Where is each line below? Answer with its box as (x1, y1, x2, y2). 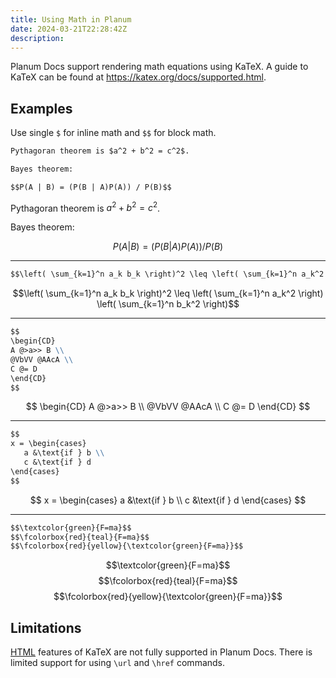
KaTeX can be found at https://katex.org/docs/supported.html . (10, 71, 267, 83)
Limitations (10, 619, 82, 636)
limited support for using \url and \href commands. (10, 657, 226, 669)
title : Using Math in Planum (10, 14, 132, 25)
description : (10, 33, 65, 43)
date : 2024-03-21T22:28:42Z (10, 24, 128, 34)
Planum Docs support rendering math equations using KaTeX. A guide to (10, 61, 309, 73)
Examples (10, 100, 73, 117)
